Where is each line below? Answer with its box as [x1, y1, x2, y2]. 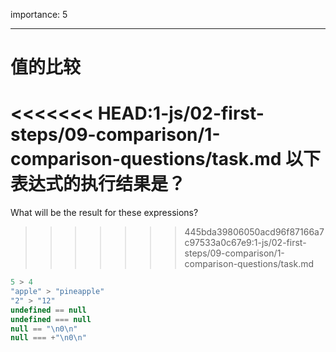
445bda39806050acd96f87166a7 [184, 226, 325, 238]
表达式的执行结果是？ [10, 173, 187, 196]
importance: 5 [10, 9, 68, 20]
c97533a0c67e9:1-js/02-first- [184, 237, 307, 249]
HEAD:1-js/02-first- [97, 102, 265, 125]
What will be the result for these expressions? [10, 207, 199, 219]
